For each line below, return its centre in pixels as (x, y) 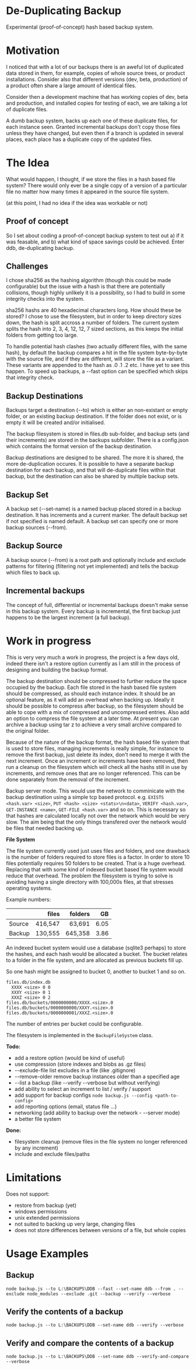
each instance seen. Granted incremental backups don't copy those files (93, 126)
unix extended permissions (47, 1217)
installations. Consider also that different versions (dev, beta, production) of (97, 79)
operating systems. (29, 888)
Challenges (27, 267)
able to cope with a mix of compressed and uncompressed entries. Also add (98, 712)
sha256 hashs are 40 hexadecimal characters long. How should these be (94, 310)
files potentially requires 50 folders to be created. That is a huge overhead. (96, 863)
